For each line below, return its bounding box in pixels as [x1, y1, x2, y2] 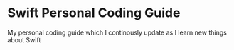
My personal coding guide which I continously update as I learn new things [7, 28, 228, 37]
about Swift [7, 35, 41, 44]
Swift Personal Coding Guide [7, 5, 181, 21]
